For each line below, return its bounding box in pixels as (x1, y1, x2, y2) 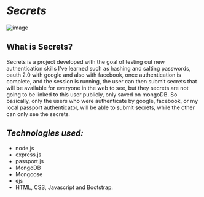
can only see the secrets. (6, 110, 71, 117)
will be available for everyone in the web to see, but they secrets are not (6, 84, 189, 91)
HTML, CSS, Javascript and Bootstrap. (15, 183, 114, 191)
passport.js (15, 157, 44, 164)
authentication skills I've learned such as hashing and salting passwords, (6, 64, 191, 72)
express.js (15, 151, 42, 158)
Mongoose (15, 170, 43, 178)
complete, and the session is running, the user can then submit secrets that (6, 77, 197, 85)
